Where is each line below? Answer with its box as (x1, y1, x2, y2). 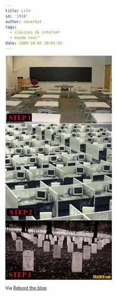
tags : (5, 25, 17, 30)
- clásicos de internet (10, 30, 60, 35)
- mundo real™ (10, 35, 40, 40)
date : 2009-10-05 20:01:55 (5, 41, 63, 46)
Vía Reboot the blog (5, 285, 47, 291)
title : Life (5, 8, 31, 13)
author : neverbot (5, 19, 42, 24)
